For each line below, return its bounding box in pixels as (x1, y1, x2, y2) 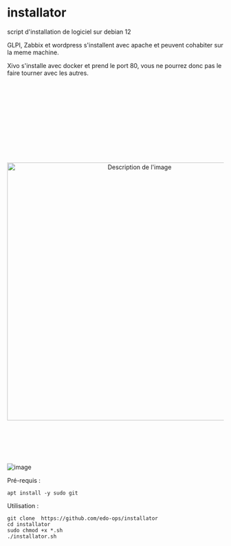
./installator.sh (7, 533, 57, 540)
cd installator (7, 521, 51, 527)
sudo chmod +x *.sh (7, 527, 63, 534)
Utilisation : (7, 501, 39, 510)
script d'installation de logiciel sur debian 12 (7, 28, 132, 36)
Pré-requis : (7, 476, 41, 484)
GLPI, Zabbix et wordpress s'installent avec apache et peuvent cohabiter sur (7, 41, 223, 49)
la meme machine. (7, 48, 60, 56)
